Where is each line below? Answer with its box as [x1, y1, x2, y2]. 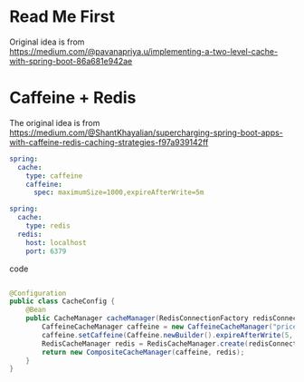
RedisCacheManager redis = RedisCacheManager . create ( [42, 338, 249, 348]
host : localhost [25, 238, 88, 247]
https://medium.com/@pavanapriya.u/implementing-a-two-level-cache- [9, 45, 279, 56]
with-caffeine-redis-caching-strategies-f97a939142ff [9, 136, 209, 147]
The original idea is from [9, 117, 100, 128]
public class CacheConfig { [9, 297, 116, 306]
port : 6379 [25, 247, 67, 256]
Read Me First [9, 6, 116, 27]
